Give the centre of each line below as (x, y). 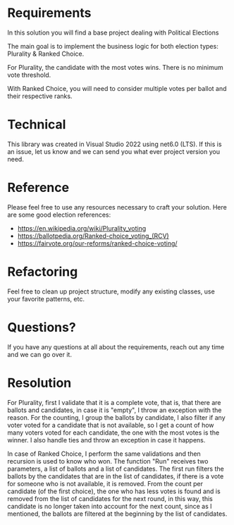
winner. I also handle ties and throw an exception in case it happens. (106, 440)
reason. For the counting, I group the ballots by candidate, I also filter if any (116, 417)
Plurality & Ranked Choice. (46, 54)
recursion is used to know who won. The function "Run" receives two (108, 461)
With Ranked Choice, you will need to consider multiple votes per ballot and (117, 88)
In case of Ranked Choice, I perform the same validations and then (104, 454)
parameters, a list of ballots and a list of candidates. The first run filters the (116, 469)
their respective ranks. (40, 96)
